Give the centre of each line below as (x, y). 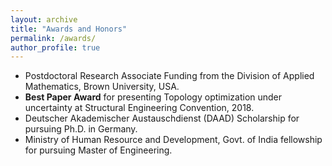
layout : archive (44, 19)
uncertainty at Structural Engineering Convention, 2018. (139, 108)
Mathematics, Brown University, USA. (102, 87)
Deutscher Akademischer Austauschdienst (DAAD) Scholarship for (162, 118)
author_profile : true (55, 47)
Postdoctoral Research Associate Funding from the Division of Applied (169, 76)
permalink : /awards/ (53, 38)
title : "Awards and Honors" (69, 29)
